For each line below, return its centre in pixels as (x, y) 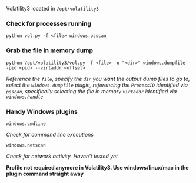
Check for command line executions (50, 134)
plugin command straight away (45, 174)
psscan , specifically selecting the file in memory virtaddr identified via (92, 91)
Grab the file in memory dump (49, 50)
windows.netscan (26, 145)
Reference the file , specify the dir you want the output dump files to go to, (98, 79)
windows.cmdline (26, 123)
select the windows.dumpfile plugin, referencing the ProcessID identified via (97, 85)
